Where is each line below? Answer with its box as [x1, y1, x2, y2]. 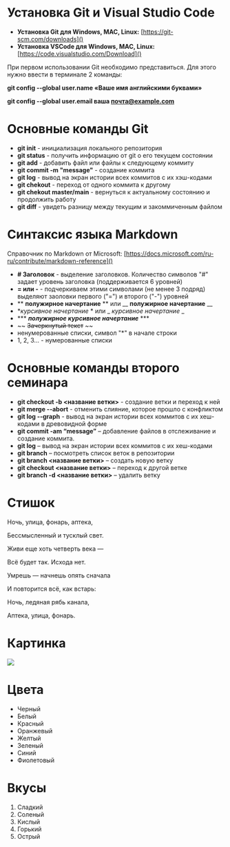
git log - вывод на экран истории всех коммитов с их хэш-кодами [17, 173, 212, 181]
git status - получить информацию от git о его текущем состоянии [17, 151, 213, 159]
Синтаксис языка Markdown [7, 227, 178, 243]
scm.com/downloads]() [17, 34, 84, 43]
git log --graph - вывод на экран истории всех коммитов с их [17, 412, 198, 420]
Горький [17, 825, 42, 833]
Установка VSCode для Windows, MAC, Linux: [17, 42, 155, 50]
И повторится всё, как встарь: [7, 584, 96, 593]
